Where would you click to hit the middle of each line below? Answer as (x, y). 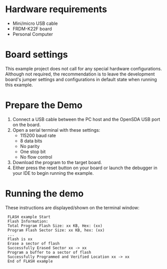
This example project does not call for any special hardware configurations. (84, 68)
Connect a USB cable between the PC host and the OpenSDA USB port (86, 119)
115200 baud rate (38, 135)
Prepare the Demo (44, 105)
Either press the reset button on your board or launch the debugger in (85, 168)
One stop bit (33, 151)
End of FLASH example (30, 261)
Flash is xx (20, 239)
